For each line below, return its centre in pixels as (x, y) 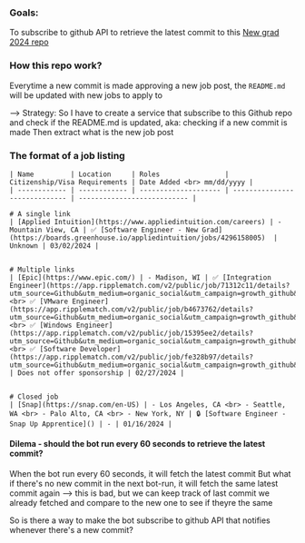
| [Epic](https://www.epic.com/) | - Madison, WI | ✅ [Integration (141, 277)
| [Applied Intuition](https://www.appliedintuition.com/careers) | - (146, 222)
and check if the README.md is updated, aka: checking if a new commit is (148, 122)
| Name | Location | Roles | (119, 174)
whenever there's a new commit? (71, 530)
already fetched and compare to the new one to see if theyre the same (141, 503)
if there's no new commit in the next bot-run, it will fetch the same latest (144, 484)
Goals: (24, 13)
